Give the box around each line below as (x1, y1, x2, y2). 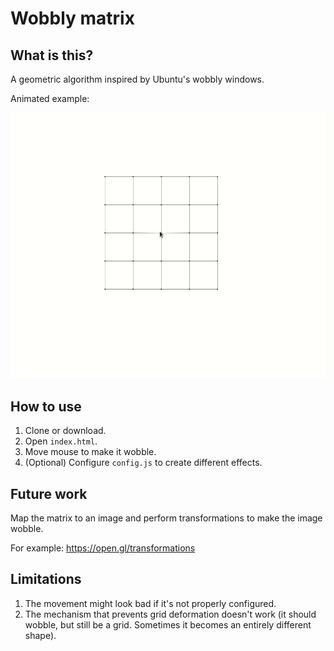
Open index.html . (24, 435, 98, 447)
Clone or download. (24, 425, 107, 437)
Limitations (10, 571, 82, 588)
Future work (10, 485, 88, 502)
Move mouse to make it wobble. (24, 446, 157, 458)
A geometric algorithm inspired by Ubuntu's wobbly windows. (10, 73, 265, 85)
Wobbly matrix (10, 7, 135, 30)
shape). (24, 629, 57, 641)
